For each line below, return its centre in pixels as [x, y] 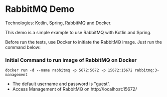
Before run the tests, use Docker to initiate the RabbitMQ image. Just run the [83, 42]
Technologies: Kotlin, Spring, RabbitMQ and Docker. [58, 23]
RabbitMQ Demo [40, 9]
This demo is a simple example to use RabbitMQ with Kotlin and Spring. [78, 32]
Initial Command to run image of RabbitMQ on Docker [71, 60]
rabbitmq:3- [147, 70]
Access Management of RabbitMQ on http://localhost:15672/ [75, 89]
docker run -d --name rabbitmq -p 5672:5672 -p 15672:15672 [69, 70]
